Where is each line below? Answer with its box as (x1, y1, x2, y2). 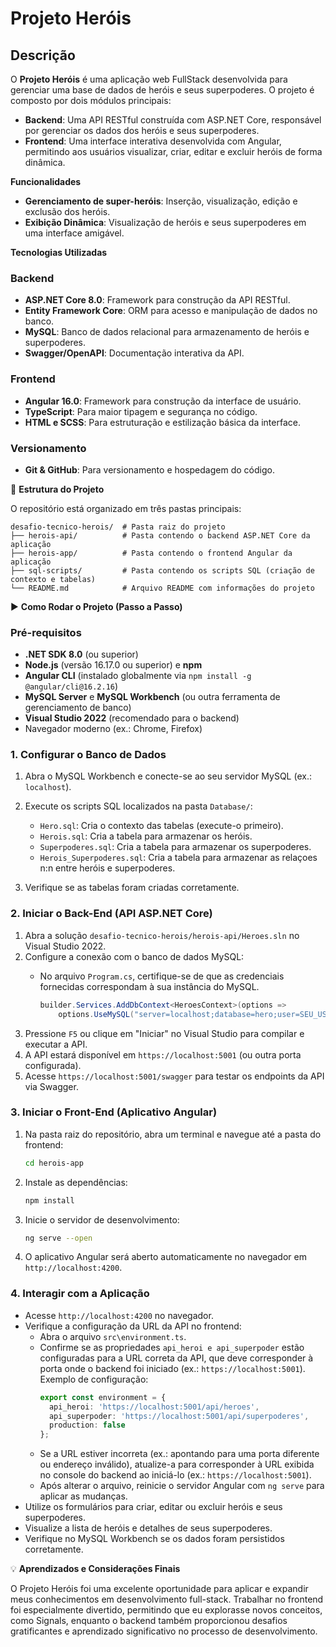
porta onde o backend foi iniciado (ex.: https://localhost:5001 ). (39, 1362, 306, 1374)
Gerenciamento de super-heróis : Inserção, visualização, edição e (24, 195, 298, 207)
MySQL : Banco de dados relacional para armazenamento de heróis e (24, 326, 310, 338)
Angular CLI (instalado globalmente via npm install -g (24, 670, 252, 682)
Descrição (10, 47, 76, 64)
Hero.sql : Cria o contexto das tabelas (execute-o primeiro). (39, 820, 284, 832)
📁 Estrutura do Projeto (10, 483, 105, 495)
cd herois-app (24, 1158, 84, 1168)
